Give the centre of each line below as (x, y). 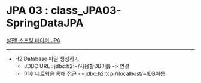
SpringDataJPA (45, 23)
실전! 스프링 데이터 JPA (33, 40)
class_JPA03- (86, 10)
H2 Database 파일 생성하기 (47, 59)
